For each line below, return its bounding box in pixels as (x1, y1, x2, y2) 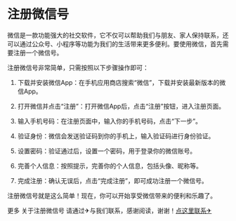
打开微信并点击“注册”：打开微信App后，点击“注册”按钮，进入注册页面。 (17, 102, 225, 110)
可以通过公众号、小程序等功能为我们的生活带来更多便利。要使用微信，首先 (7, 39, 223, 48)
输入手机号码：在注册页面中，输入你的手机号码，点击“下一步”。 (17, 116, 202, 125)
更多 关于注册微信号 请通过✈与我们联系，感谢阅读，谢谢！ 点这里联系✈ (7, 206, 212, 215)
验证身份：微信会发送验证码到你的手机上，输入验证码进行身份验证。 (17, 131, 215, 140)
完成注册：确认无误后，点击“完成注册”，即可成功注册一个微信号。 (17, 176, 209, 185)
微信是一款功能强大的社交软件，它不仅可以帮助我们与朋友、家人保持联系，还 (7, 31, 229, 39)
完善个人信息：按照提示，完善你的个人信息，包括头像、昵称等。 (17, 161, 202, 170)
